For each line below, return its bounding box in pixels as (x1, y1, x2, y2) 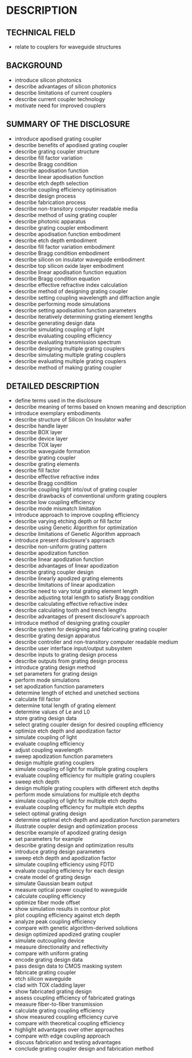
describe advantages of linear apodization (14, 562, 119, 569)
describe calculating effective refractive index (14, 600, 128, 608)
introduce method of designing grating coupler (14, 620, 130, 627)
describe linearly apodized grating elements (14, 575, 123, 582)
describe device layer (14, 435, 69, 443)
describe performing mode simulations (14, 300, 110, 307)
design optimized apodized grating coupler (14, 931, 121, 938)
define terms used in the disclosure (14, 397, 103, 404)
